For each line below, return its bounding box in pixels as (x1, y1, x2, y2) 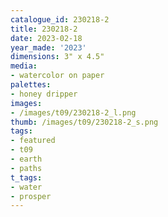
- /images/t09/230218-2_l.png (10, 107, 137, 118)
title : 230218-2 (10, 24, 78, 34)
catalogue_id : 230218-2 (10, 14, 110, 25)
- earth (10, 154, 43, 164)
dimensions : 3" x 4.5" (10, 52, 105, 62)
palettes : (10, 80, 52, 90)
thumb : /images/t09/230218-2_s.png (10, 117, 159, 127)
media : (10, 61, 38, 71)
